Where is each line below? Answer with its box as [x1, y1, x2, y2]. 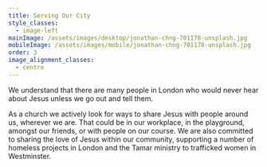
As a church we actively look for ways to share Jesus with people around [8, 109, 249, 118]
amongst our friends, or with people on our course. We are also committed [8, 126, 253, 135]
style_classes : [8, 19, 59, 27]
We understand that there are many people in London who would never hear [8, 85, 259, 95]
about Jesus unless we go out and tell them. [8, 93, 154, 103]
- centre [15, 64, 45, 72]
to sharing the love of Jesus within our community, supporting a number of [8, 134, 254, 144]
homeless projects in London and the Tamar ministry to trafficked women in [8, 142, 257, 152]
